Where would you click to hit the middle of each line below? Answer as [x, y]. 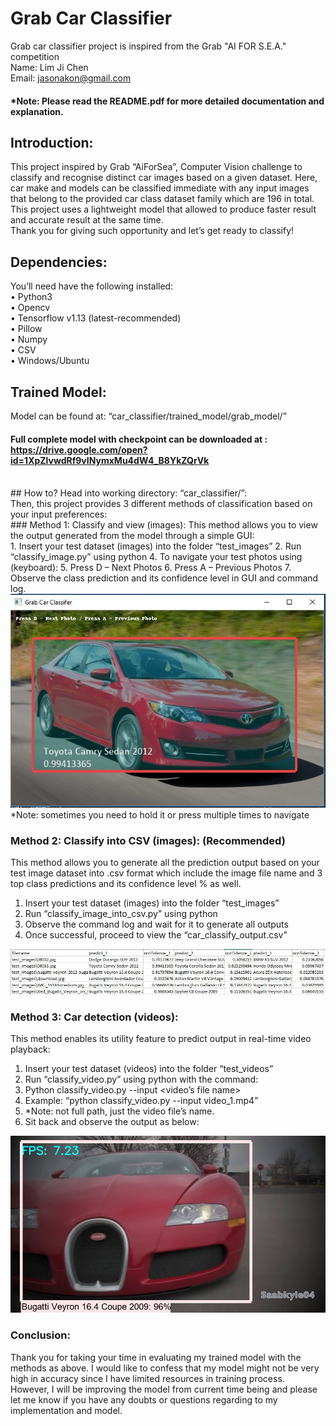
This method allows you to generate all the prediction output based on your [165, 863]
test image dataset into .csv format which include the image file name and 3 [166, 873]
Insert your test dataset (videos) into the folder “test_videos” [149, 1069]
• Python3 [31, 297]
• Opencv [30, 308]
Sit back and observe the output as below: [112, 1122]
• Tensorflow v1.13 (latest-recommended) [96, 318]
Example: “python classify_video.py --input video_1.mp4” [141, 1101]
